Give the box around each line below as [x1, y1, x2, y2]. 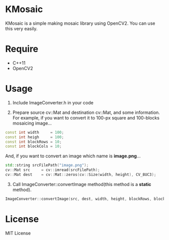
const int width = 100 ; [5, 130, 64, 135]
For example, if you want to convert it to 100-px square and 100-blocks [12, 114, 160, 121]
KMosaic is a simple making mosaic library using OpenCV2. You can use [5, 20, 155, 26]
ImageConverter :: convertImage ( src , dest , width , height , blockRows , [5, 196, 152, 201]
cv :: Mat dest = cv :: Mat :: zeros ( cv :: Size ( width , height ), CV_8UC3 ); [5, 172, 156, 177]
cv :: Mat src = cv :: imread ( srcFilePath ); [5, 167, 100, 172]
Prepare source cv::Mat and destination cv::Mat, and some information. [12, 109, 160, 115]
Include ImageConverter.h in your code [12, 99, 94, 105]
